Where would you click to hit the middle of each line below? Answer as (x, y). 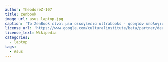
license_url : (19, 28)
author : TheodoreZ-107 (29, 10)
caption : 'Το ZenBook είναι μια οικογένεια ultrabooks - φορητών (74, 24)
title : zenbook (21, 14)
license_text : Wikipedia (31, 33)
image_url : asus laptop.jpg (34, 19)
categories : (17, 38)
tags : (11, 47)
